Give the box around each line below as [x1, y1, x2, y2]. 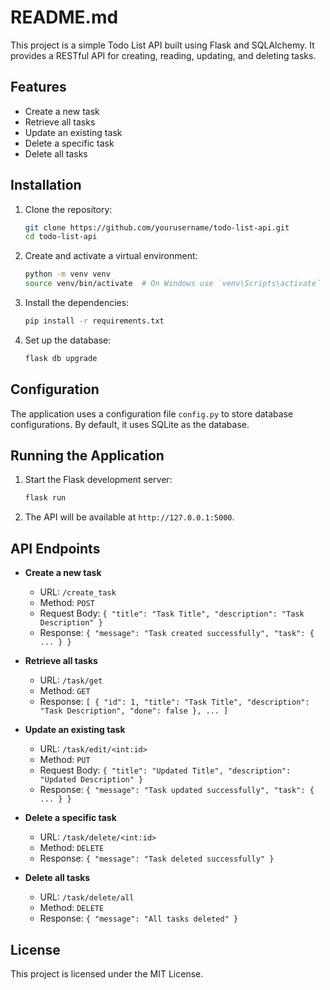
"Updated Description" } [39, 775, 144, 785]
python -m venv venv [24, 269, 111, 280]
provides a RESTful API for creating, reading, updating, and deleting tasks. [10, 49, 317, 61]
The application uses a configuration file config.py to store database [10, 407, 294, 420]
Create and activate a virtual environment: [24, 250, 198, 262]
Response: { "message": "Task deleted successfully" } [39, 852, 275, 865]
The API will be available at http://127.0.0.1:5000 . [24, 511, 235, 523]
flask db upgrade [24, 353, 98, 363]
